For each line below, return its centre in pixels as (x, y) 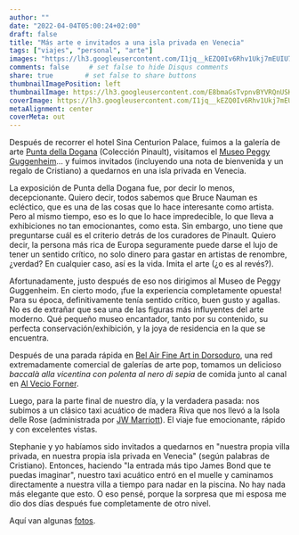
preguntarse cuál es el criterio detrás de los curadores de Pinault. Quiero (143, 235)
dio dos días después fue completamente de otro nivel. (110, 504)
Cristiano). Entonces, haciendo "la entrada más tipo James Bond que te (140, 465)
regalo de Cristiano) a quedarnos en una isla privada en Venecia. (128, 171)
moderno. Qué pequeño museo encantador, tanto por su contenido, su (139, 319)
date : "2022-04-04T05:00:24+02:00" (75, 26)
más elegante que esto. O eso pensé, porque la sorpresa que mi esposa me (148, 494)
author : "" (29, 17)
